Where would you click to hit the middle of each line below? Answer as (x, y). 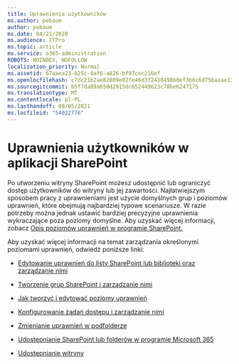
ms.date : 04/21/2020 (38, 34)
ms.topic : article (34, 47)
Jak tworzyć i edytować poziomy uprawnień (82, 298)
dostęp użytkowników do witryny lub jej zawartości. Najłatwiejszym (106, 190)
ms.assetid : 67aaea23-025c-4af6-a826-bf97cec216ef (84, 73)
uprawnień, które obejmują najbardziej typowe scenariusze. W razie (107, 205)
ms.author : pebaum (34, 21)
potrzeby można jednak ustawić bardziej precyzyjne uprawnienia (103, 213)
